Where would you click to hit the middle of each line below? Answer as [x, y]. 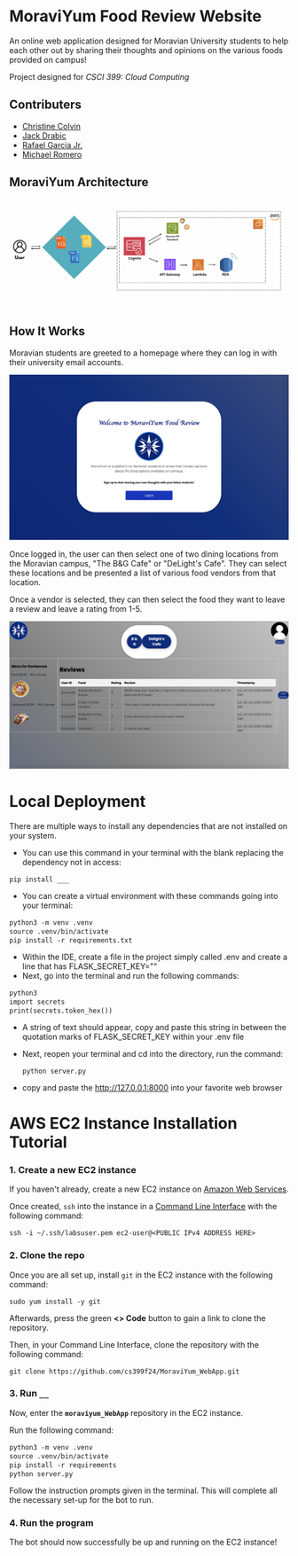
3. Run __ [29, 1394]
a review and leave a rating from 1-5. [76, 608]
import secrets [37, 1002]
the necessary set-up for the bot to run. [82, 1499]
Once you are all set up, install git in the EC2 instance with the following [141, 1275]
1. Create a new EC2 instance [73, 1169]
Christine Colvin [51, 126]
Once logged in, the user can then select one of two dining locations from [144, 554]
